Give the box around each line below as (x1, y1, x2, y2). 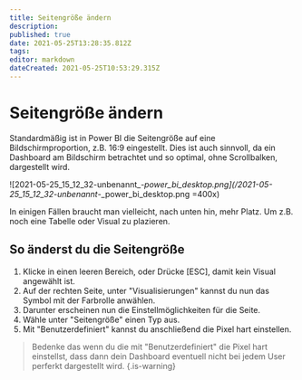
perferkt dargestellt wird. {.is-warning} (31, 360, 177, 371)
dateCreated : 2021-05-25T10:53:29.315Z (9, 64, 161, 73)
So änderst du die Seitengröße (9, 242, 185, 258)
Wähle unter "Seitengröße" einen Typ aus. (22, 314, 180, 325)
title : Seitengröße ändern (9, 13, 112, 23)
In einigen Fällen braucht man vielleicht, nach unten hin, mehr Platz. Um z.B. (9, 205, 294, 217)
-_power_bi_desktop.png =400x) (97, 188, 220, 199)
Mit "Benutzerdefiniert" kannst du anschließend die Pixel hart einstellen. (22, 323, 292, 335)
